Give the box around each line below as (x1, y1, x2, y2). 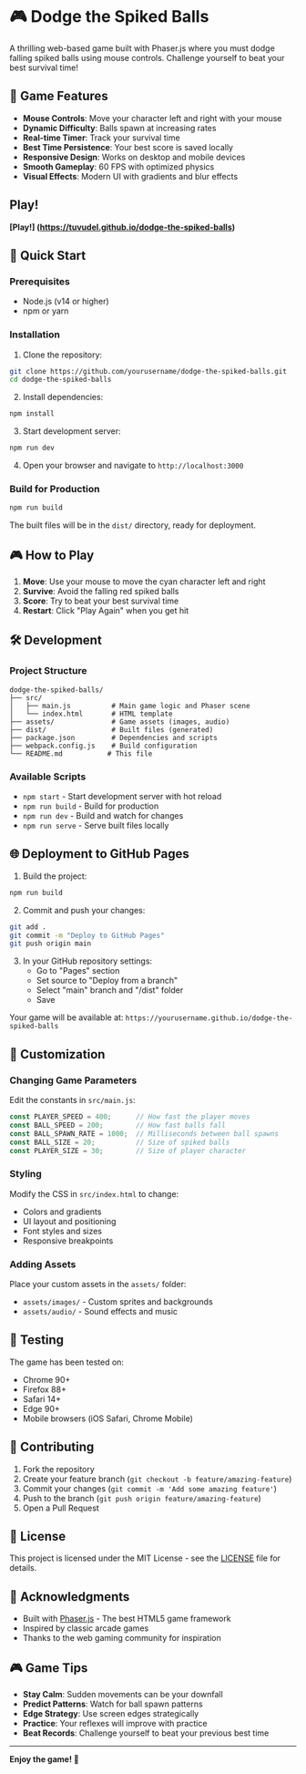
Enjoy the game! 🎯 (9, 1754, 79, 1765)
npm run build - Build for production (22, 800, 159, 811)
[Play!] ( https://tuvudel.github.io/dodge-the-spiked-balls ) (9, 222, 236, 232)
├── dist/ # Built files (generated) (9, 725, 214, 734)
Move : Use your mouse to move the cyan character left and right (22, 576, 266, 587)
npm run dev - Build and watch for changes (22, 810, 184, 821)
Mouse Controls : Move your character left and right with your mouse (22, 112, 282, 123)
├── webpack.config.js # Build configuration (9, 741, 198, 750)
